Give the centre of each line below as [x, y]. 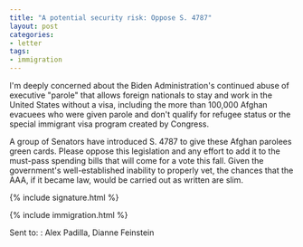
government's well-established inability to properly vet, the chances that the [151, 170]
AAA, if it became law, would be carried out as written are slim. [127, 180]
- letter [26, 43]
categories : [32, 34]
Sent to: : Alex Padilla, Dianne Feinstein [82, 233]
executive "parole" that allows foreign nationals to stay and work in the [141, 95]
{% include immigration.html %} [69, 215]
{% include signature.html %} [64, 197]
